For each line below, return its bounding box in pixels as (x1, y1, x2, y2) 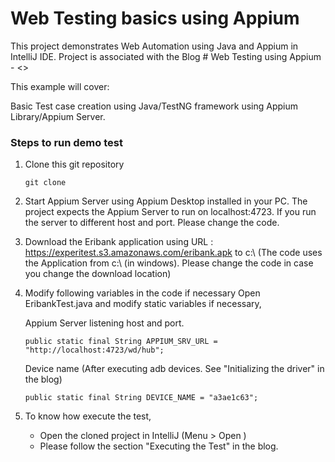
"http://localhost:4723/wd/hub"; (24, 345, 165, 356)
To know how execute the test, (24, 410, 152, 422)
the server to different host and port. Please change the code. (24, 217, 280, 229)
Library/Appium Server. (10, 110, 106, 122)
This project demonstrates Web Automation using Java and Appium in (10, 40, 299, 52)
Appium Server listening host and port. (24, 317, 185, 329)
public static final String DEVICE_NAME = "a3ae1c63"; (24, 393, 259, 403)
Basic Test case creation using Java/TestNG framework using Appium (10, 100, 299, 112)
